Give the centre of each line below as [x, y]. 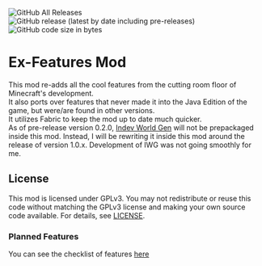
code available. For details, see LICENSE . [77, 215]
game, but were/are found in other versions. [82, 110]
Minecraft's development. [51, 93]
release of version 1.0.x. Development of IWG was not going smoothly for [130, 145]
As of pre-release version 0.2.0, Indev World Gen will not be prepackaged [131, 127]
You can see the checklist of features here [79, 254]
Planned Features [44, 236]
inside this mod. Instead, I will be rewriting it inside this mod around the [127, 136]
